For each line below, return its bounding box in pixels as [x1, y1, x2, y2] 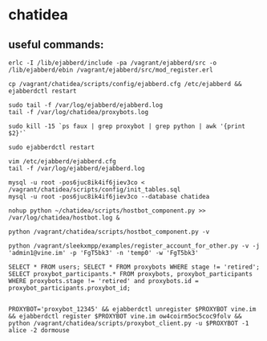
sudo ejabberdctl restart [8, 143, 95, 151]
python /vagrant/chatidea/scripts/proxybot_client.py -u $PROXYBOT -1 [8, 319, 249, 327]
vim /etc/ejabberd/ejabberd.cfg [8, 158, 116, 166]
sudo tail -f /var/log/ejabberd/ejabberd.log [8, 101, 163, 109]
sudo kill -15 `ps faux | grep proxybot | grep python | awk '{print [8, 122, 246, 130]
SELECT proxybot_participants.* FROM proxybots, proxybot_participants [8, 270, 253, 278]
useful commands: [8, 38, 104, 51]
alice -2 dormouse [8, 327, 70, 335]
